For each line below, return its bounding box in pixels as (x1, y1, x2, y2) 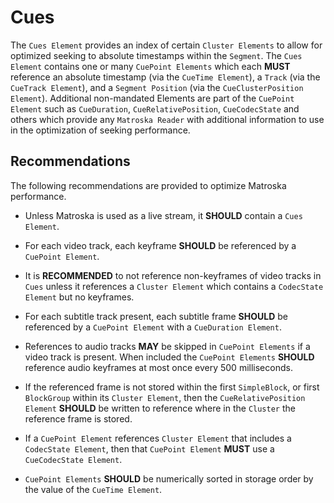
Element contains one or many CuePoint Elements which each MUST (10, 60, 291, 72)
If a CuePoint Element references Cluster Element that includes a (24, 432, 292, 444)
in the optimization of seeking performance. (10, 124, 191, 136)
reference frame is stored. (24, 412, 133, 425)
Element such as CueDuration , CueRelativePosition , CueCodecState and (10, 102, 300, 115)
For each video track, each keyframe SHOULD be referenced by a (24, 239, 297, 251)
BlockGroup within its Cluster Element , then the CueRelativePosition (24, 391, 306, 403)
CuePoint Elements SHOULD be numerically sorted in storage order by (24, 472, 314, 485)
